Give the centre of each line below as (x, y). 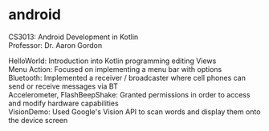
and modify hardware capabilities (63, 103)
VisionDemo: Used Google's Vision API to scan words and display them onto (134, 111)
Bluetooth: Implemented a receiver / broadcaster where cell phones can (127, 77)
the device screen (38, 120)
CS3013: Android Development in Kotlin (73, 37)
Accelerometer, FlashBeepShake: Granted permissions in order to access (129, 94)
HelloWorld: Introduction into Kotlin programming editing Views (112, 61)
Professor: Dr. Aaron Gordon (55, 45)
